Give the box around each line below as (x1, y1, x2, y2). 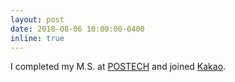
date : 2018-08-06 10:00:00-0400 (10, 24, 145, 34)
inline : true (10, 33, 65, 43)
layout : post (10, 14, 65, 25)
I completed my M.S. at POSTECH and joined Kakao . (10, 61, 227, 73)
